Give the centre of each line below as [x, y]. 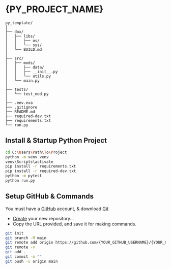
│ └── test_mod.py [27, 94]
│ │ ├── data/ [25, 67]
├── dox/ [15, 31]
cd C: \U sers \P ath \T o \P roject [36, 152]
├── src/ [15, 58]
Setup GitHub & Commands [50, 196]
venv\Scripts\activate [29, 162]
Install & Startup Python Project [56, 141]
